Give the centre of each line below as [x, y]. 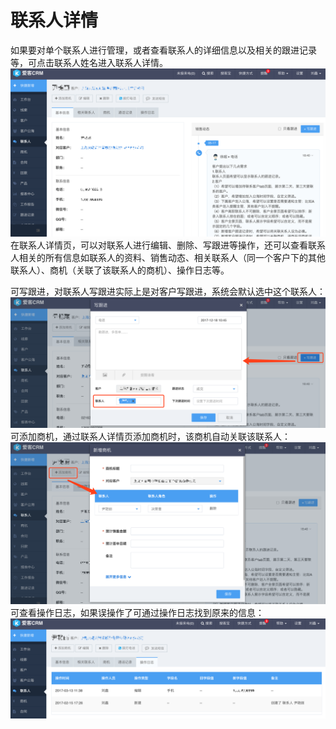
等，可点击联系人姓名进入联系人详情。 [89, 62]
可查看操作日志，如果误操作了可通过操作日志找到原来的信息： [137, 612]
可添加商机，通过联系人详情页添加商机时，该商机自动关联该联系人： [150, 437]
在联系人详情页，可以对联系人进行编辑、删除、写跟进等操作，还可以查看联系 [168, 245]
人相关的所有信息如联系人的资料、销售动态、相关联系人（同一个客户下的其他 [168, 257]
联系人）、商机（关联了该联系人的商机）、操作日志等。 [120, 270]
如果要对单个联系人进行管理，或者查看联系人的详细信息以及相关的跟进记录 [163, 50]
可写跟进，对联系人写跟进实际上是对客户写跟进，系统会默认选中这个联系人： [168, 291]
